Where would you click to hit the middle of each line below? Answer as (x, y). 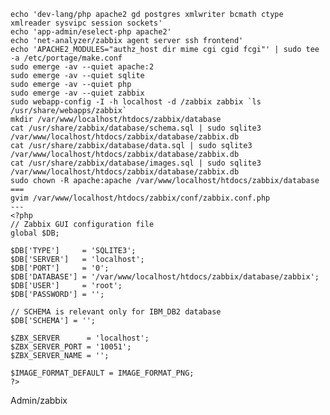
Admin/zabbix (39, 400)
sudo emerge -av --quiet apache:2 (82, 67)
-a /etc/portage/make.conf (66, 58)
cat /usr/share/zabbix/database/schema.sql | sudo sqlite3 (136, 128)
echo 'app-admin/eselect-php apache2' (91, 32)
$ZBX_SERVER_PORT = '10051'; (71, 347)
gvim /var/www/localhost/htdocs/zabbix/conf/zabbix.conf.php (140, 198)
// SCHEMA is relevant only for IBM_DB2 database (116, 312)
